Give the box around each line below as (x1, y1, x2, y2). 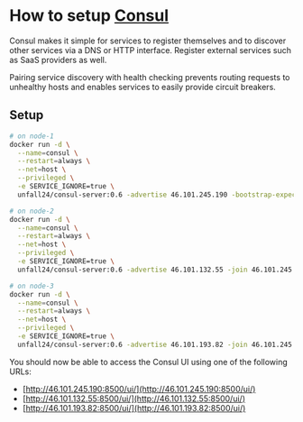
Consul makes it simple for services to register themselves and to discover (9, 35, 287, 46)
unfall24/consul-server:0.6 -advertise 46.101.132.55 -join (17, 265, 248, 274)
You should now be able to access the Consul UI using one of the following (9, 356, 289, 367)
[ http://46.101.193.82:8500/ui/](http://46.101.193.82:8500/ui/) (22, 402, 246, 413)
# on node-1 (9, 132, 54, 141)
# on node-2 (9, 206, 54, 216)
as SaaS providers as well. (9, 54, 107, 65)
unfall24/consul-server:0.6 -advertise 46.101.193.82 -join (17, 340, 248, 349)
